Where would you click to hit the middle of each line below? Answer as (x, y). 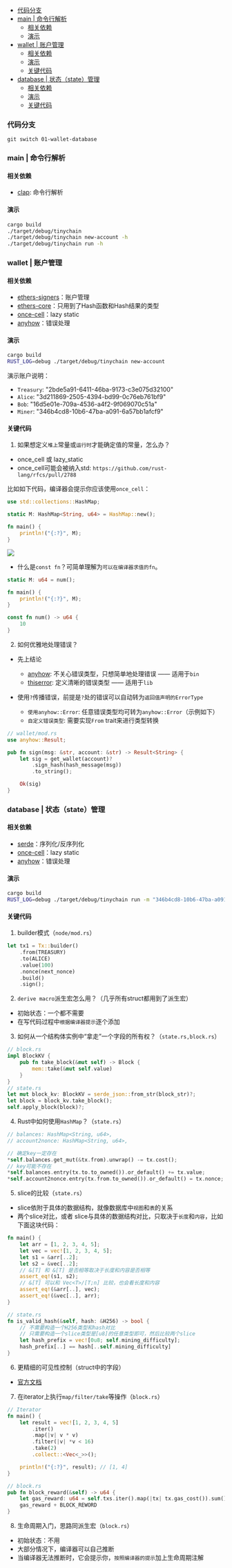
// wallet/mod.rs (32, 733)
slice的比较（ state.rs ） (51, 1193)
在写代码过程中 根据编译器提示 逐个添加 (69, 1022)
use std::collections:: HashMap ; (54, 502)
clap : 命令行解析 (40, 193)
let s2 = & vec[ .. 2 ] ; (49, 1264)
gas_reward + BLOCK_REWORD (58, 1505)
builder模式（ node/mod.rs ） (56, 933)
